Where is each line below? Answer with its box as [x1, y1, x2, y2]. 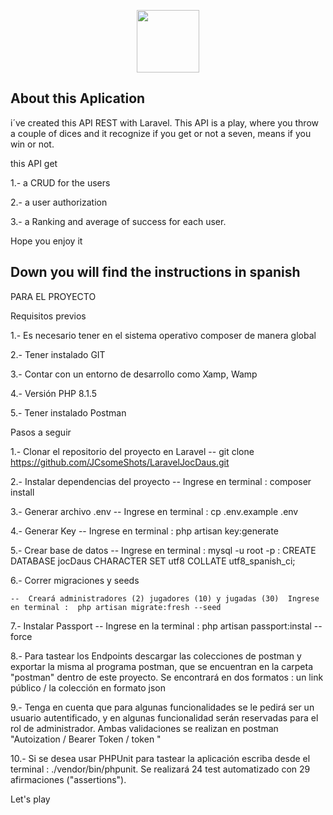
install [10, 486, 35, 498]
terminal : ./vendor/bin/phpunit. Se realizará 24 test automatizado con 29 [10, 763, 311, 775]
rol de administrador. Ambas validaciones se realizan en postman [10, 722, 279, 734]
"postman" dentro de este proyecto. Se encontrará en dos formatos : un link [10, 671, 324, 683]
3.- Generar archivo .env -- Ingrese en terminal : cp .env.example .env [10, 505, 299, 517]
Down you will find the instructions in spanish [10, 264, 301, 281]
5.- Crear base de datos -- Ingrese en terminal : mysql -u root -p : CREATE [10, 544, 317, 556]
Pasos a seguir [10, 426, 72, 438]
